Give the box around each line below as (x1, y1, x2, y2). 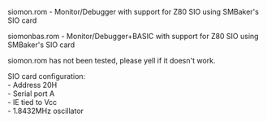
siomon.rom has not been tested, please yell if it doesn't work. (7, 56, 216, 65)
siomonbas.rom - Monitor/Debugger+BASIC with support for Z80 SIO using (7, 32, 259, 41)
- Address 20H (7, 81, 58, 89)
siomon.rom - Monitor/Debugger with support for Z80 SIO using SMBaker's (7, 7, 259, 16)
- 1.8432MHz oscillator (7, 106, 84, 115)
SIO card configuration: (7, 72, 86, 81)
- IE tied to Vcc (7, 98, 58, 107)
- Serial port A (7, 89, 55, 98)
